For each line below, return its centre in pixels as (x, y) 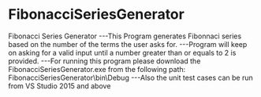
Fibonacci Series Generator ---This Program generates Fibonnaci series (125, 36)
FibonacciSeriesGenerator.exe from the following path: (97, 69)
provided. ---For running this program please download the (104, 61)
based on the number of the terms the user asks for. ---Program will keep (128, 44)
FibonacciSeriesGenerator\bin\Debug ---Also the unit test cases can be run (131, 77)
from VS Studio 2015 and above (60, 86)
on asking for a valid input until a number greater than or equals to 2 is (122, 52)
